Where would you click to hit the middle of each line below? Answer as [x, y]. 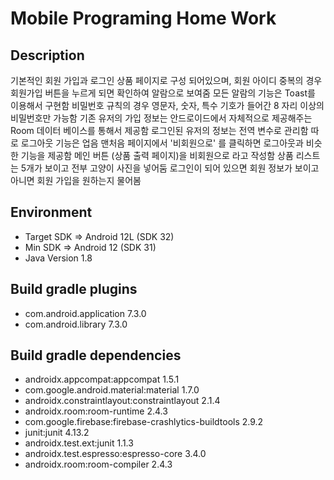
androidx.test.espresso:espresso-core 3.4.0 [115, 454]
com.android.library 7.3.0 [76, 324]
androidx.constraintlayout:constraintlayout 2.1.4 [122, 401]
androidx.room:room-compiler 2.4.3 [98, 464]
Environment [51, 212]
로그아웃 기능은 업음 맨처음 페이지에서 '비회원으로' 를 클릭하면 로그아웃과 [162, 143]
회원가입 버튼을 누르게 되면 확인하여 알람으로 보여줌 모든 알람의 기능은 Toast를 [163, 93]
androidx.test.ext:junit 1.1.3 [79, 443]
